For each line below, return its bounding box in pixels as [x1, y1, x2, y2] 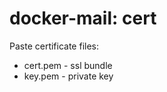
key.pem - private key [23, 70, 114, 82]
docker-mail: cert [9, 7, 157, 30]
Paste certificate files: [9, 40, 100, 52]
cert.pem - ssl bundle [23, 59, 113, 71]
